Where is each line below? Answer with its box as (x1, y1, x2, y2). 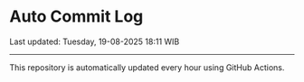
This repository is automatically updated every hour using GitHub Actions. (9, 61, 285, 73)
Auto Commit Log (9, 6, 144, 27)
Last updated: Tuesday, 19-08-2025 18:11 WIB (9, 36, 180, 47)
